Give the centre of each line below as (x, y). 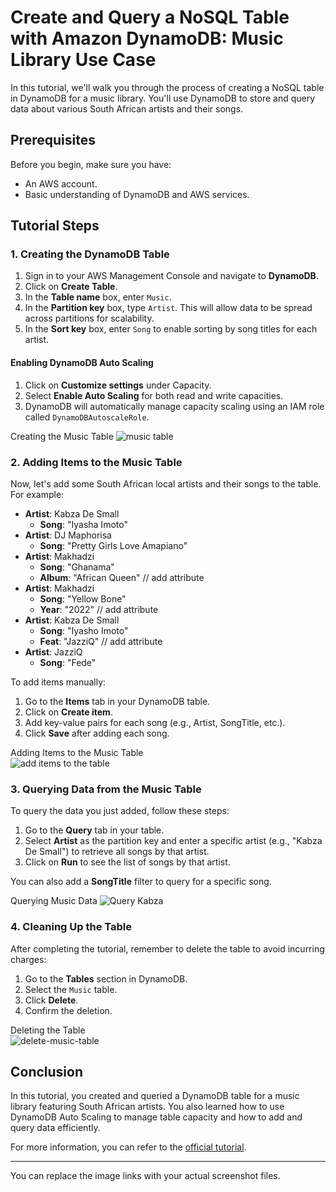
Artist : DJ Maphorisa (68, 535)
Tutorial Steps (55, 226)
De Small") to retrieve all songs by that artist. (117, 852)
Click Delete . (51, 1000)
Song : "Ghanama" (77, 567)
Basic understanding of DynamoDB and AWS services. (137, 194)
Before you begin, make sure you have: (91, 164)
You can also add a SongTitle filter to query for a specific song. (141, 882)
